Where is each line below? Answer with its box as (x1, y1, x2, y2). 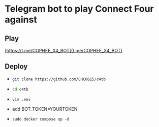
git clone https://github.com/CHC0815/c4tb (12, 77, 106, 82)
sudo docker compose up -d (12, 117, 70, 122)
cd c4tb (12, 87, 28, 92)
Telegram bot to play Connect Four (5, 3, 154, 15)
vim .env (12, 97, 31, 102)
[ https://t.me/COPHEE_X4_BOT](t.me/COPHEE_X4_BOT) (5, 48, 122, 53)
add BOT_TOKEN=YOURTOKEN (12, 106, 78, 112)
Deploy (5, 62, 28, 71)
